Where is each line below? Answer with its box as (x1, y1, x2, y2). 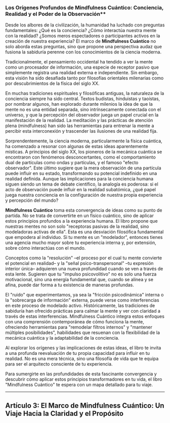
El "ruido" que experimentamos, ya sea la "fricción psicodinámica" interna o (5, 292, 164, 298)
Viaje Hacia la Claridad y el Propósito (5, 409, 124, 418)
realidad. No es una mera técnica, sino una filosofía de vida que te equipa (5, 355, 159, 362)
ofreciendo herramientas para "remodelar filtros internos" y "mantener (5, 324, 153, 330)
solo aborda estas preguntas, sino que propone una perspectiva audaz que (5, 44, 162, 50)
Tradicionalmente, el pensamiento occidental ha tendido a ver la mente (5, 59, 153, 65)
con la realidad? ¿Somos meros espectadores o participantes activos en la (5, 33, 160, 39)
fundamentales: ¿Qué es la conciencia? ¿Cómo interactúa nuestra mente (5, 27, 157, 34)
